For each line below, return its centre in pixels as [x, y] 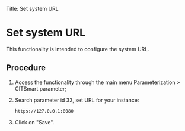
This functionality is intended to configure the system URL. [78, 49]
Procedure [26, 68]
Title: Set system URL [32, 9]
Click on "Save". [34, 122]
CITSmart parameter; [41, 88]
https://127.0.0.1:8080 [44, 111]
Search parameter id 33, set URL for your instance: [77, 100]
